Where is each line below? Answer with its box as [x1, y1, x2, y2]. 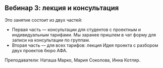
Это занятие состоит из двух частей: [4, 17, 83, 23]
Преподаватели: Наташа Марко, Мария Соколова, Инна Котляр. [4, 57, 141, 63]
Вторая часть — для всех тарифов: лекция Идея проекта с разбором [11, 42, 159, 48]
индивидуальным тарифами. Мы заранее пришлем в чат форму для [11, 32, 157, 37]
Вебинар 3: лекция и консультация [4, 4, 119, 12]
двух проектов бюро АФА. [11, 47, 68, 53]
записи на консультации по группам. [11, 37, 90, 43]
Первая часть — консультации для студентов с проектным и [11, 27, 141, 33]
